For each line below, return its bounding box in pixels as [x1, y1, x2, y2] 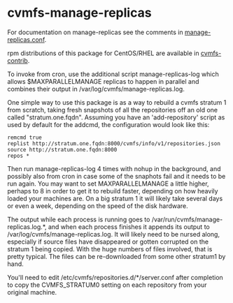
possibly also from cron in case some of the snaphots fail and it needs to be [7, 172, 226, 180]
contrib [7, 56, 28, 64]
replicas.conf [7, 35, 45, 43]
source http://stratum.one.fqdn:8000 [7, 146, 118, 153]
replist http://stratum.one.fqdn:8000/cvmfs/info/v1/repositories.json [7, 140, 220, 147]
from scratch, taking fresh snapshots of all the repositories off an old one [7, 105, 218, 114]
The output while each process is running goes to [7, 215, 150, 223]
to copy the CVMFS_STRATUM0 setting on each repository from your [7, 281, 208, 289]
